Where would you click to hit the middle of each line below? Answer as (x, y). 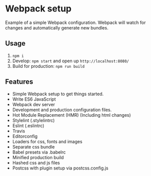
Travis (19, 131)
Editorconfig (25, 136)
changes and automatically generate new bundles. (57, 27)
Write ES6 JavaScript (34, 99)
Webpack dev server (34, 104)
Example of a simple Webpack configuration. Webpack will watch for (75, 22)
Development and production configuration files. (62, 110)
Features (19, 82)
